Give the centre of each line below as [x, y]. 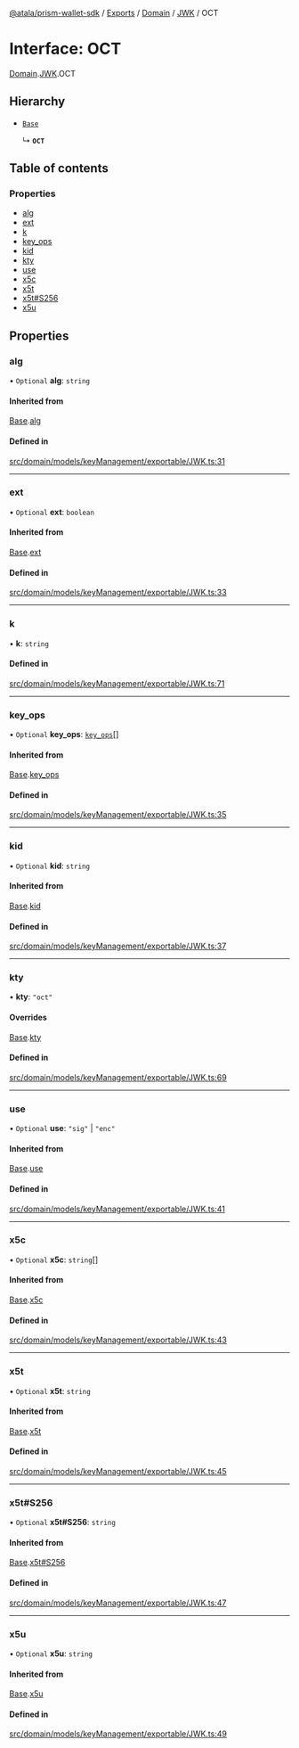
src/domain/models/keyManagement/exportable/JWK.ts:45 [118, 1471]
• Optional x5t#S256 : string [62, 1522]
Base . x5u [26, 1694]
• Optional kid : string [50, 866]
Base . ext [25, 553]
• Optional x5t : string [50, 1391]
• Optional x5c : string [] [54, 1260]
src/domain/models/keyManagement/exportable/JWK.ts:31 [117, 461]
